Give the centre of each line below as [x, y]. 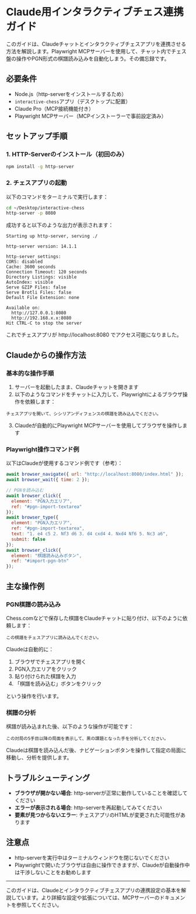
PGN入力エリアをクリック [45, 669]
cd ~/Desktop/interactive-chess [45, 208]
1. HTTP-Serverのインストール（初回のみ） [67, 154]
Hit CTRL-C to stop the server [44, 323]
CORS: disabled [24, 262]
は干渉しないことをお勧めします [53, 872]
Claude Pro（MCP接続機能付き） [54, 108]
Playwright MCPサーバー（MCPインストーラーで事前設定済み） [90, 116]
